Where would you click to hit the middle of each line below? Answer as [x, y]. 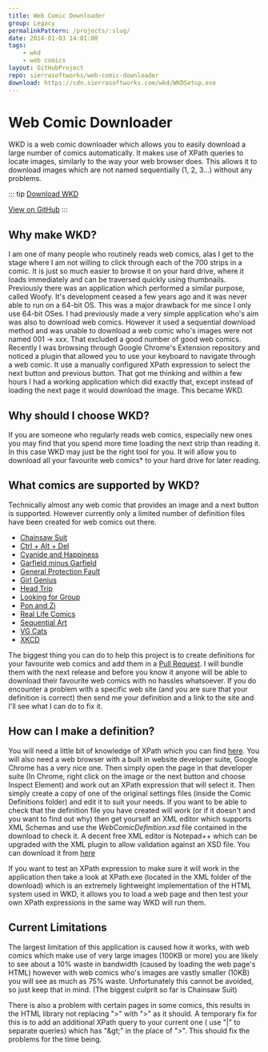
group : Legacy [32, 23]
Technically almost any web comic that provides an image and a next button [134, 505]
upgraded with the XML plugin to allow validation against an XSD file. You [129, 844]
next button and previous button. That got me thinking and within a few [125, 373]
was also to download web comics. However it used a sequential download [132, 322]
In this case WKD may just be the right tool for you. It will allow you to [122, 452]
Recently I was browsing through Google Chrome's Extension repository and [134, 348]
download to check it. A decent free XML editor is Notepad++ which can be [133, 836]
